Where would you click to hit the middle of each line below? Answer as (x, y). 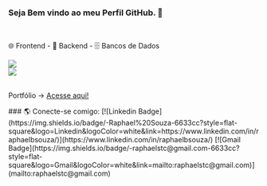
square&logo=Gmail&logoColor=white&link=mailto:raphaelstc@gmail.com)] (132, 165)
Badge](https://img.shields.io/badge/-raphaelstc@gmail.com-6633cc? (124, 148)
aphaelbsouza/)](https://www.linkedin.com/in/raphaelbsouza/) (111, 140)
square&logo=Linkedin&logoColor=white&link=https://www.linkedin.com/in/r (133, 131)
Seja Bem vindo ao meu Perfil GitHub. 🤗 (86, 13)
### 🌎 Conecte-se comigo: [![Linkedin (73, 111)
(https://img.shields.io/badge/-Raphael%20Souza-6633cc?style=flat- (123, 123)
